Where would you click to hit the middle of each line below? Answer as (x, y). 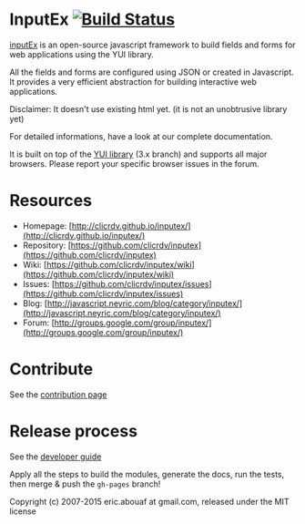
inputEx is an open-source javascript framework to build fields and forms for (152, 45)
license (23, 511)
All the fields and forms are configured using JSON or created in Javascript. (152, 72)
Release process (74, 431)
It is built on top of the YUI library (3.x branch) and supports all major (138, 154)
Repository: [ (46, 245)
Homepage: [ (47, 226)
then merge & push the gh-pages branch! (85, 484)
